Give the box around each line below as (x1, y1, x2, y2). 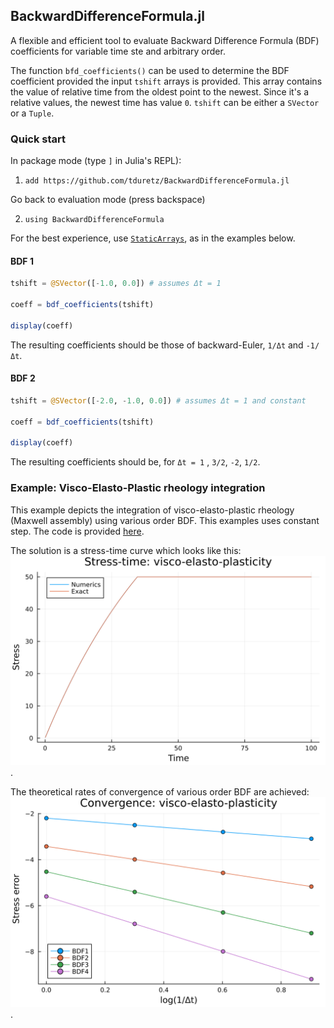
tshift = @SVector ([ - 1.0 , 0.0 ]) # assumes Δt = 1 (10, 279, 222, 289)
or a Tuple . (10, 107, 55, 119)
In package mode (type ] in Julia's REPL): (10, 155, 182, 167)
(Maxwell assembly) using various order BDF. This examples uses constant (10, 514, 320, 526)
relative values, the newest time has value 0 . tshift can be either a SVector (10, 96, 320, 108)
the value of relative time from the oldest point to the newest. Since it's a (10, 85, 310, 98)
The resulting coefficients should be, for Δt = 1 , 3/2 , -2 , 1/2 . (10, 456, 261, 468)
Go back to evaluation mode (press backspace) (10, 194, 206, 206)
